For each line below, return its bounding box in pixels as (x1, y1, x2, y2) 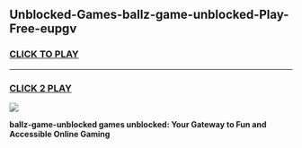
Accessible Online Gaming (9, 128, 111, 139)
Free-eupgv (9, 22, 77, 37)
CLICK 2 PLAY (9, 82, 72, 94)
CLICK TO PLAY (9, 48, 79, 61)
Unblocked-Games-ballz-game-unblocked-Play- (9, 7, 289, 22)
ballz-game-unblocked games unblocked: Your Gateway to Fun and (9, 118, 267, 129)
